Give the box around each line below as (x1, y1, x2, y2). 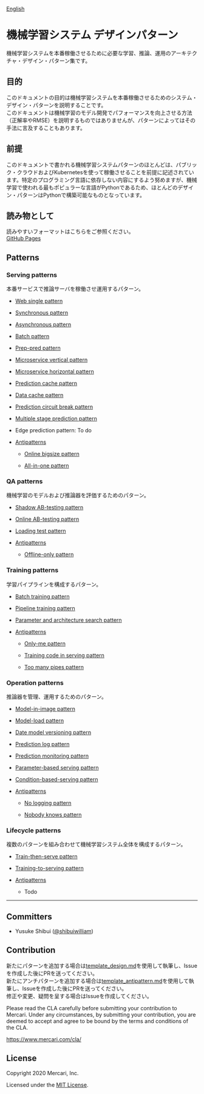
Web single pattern (15, 297, 63, 305)
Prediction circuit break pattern (15, 403, 93, 410)
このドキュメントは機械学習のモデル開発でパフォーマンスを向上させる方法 (6, 109, 192, 116)
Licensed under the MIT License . (6, 1081, 89, 1089)
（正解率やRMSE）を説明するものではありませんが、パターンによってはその (6, 117, 196, 124)
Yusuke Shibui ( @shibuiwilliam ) (15, 928, 94, 935)
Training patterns (6, 566, 59, 574)
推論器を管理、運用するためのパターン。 (6, 693, 107, 700)
